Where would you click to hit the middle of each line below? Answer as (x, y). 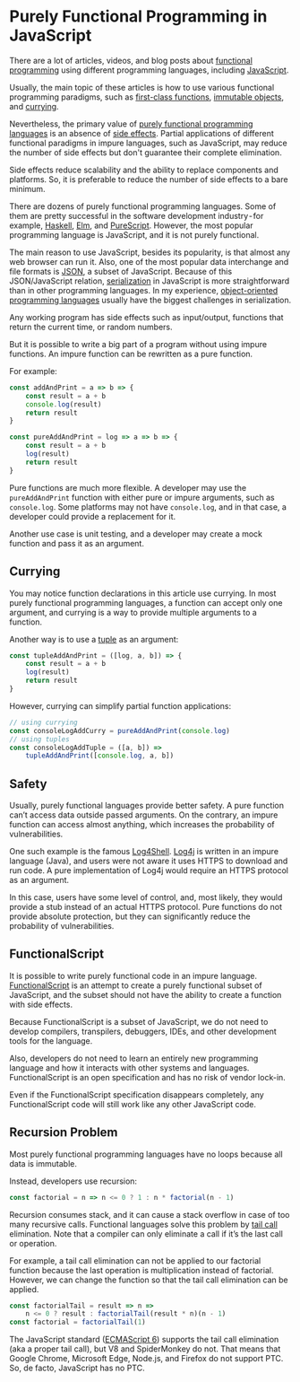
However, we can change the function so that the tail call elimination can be (149, 1280)
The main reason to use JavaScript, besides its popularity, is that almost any (150, 252)
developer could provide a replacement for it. (93, 516)
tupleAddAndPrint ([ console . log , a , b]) (100, 756)
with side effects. (41, 1004)
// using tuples (39, 739)
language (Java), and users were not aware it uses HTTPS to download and (149, 861)
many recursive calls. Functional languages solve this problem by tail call (143, 1224)
